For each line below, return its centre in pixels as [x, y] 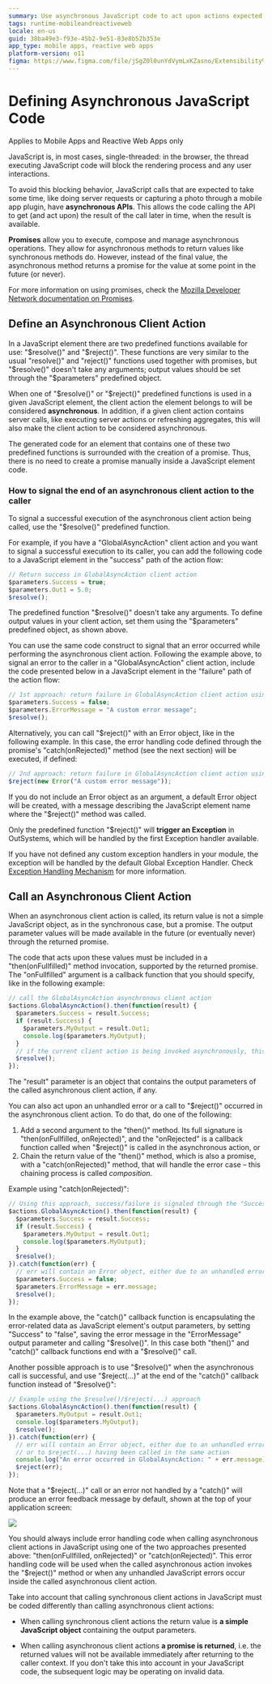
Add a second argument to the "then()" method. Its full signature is [131, 1131]
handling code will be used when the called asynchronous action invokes [130, 1564]
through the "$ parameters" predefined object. [85, 378]
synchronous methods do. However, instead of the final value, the [118, 257]
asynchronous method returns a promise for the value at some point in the [132, 265]
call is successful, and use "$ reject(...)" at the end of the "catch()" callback [134, 1376]
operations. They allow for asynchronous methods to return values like [126, 248]
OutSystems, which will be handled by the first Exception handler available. [134, 838]
